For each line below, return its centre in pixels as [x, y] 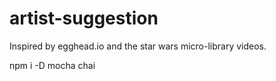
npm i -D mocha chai [52, 65]
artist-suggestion [84, 18]
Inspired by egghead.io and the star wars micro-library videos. [138, 46]
